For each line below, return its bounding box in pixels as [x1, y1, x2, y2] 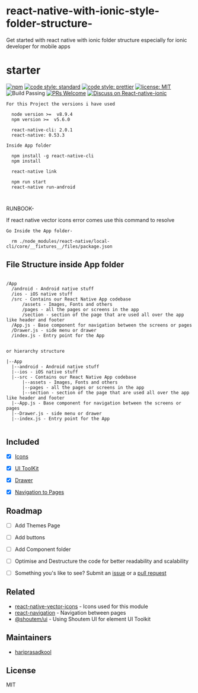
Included [6, 437, 40, 447]
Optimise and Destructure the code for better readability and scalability [14, 557, 189, 565]
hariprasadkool [14, 648, 52, 656]
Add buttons [14, 533, 46, 541]
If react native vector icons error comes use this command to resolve [6, 216, 175, 223]
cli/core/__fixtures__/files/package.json [6, 243, 113, 249]
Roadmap [6, 506, 43, 516]
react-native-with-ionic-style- [6, 4, 160, 18]
